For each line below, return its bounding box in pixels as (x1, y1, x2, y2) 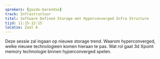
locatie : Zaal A (5, 25, 38, 30)
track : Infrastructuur (5, 12, 51, 16)
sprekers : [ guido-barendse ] (5, 7, 62, 12)
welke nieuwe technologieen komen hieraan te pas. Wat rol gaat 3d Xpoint (5, 44, 154, 49)
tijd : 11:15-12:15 (5, 20, 42, 26)
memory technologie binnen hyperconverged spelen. (5, 49, 111, 55)
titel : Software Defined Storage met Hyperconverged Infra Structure (5, 16, 149, 21)
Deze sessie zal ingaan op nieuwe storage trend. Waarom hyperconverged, (5, 38, 156, 44)
